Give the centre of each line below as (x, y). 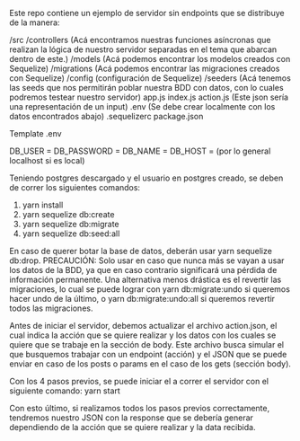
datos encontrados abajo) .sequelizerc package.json (106, 116)
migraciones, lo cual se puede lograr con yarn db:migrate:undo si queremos (150, 289)
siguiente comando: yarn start (65, 391)
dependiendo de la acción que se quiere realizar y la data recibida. (132, 427)
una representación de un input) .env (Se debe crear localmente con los (142, 106)
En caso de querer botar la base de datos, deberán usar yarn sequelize (141, 251)
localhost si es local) (47, 160)
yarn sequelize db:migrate (71, 224)
